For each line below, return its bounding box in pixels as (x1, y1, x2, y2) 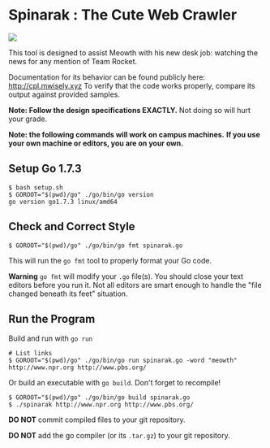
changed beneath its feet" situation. (8, 289, 128, 298)
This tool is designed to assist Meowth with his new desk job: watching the (8, 47, 258, 58)
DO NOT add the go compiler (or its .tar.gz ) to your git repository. (8, 431, 230, 441)
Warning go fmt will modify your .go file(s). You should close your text (8, 271, 244, 281)
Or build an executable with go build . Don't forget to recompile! (8, 378, 221, 388)
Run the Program (8, 311, 96, 326)
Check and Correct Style (8, 220, 135, 233)
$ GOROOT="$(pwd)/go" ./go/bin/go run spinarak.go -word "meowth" (8, 356, 238, 365)
